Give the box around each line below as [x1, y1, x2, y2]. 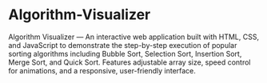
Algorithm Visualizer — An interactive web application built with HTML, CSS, [8, 32, 260, 41]
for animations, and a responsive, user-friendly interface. [8, 65, 196, 75]
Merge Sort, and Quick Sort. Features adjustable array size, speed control [8, 57, 251, 67]
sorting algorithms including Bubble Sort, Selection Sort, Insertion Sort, [8, 49, 242, 58]
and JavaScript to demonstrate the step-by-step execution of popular [8, 40, 237, 49]
